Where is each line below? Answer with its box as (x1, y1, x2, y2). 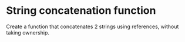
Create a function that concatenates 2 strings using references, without (6, 23, 179, 30)
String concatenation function (6, 4, 156, 17)
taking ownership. (6, 29, 50, 36)
